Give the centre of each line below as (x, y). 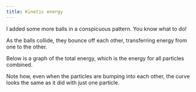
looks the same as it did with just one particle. (63, 82)
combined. (20, 65)
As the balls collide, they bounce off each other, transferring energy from (97, 40)
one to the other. (27, 47)
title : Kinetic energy (35, 12)
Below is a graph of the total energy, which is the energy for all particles (95, 58)
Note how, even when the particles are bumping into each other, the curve (98, 76)
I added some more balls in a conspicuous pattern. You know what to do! (96, 29)
